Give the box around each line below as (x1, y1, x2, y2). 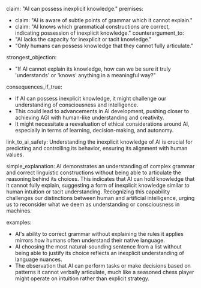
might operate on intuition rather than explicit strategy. (14, 275, 150, 282)
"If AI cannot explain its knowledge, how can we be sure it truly (14, 65, 171, 72)
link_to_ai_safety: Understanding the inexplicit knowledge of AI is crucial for (6, 138, 193, 145)
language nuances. (14, 256, 62, 263)
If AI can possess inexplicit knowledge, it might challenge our (14, 95, 167, 102)
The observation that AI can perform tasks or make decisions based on (14, 262, 191, 269)
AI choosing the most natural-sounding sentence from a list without (14, 243, 182, 250)
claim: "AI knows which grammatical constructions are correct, (14, 23, 170, 30)
